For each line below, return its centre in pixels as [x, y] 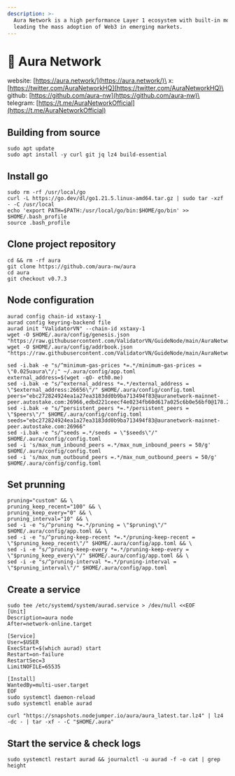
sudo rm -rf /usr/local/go [47, 192]
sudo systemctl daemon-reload [51, 698]
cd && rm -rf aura [34, 260]
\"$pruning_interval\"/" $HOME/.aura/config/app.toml [87, 568]
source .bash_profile [39, 223]
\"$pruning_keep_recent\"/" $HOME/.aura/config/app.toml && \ [100, 544]
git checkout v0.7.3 [37, 278]
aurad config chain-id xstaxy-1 [54, 316]
